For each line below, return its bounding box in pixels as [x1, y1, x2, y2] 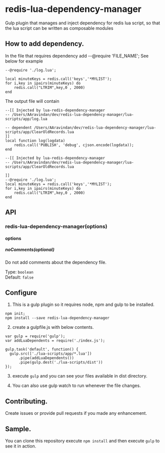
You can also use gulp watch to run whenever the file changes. [12, 382, 141, 388]
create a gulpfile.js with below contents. [12, 324, 94, 330]
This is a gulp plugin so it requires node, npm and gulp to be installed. [12, 302, 155, 307]
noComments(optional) [5, 247, 55, 253]
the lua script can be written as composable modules [5, 25, 113, 31]
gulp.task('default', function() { [5, 347, 79, 352]
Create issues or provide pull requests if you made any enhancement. [5, 410, 147, 416]
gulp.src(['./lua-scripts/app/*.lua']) [9, 351, 92, 356]
